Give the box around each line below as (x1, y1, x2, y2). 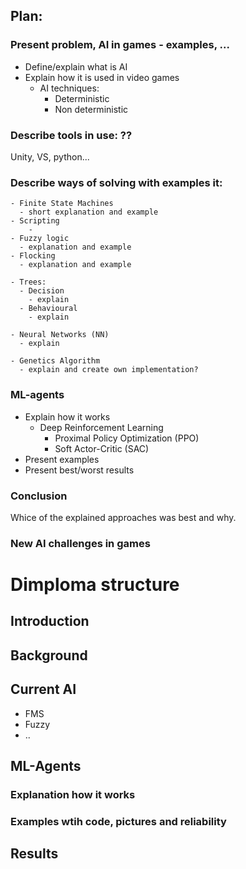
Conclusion (10, 489, 68, 503)
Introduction (10, 613, 90, 630)
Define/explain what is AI (24, 60, 128, 73)
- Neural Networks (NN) (10, 330, 110, 340)
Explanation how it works (10, 787, 136, 801)
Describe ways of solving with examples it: (10, 175, 223, 189)
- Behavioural (19, 304, 78, 314)
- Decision (19, 286, 65, 296)
